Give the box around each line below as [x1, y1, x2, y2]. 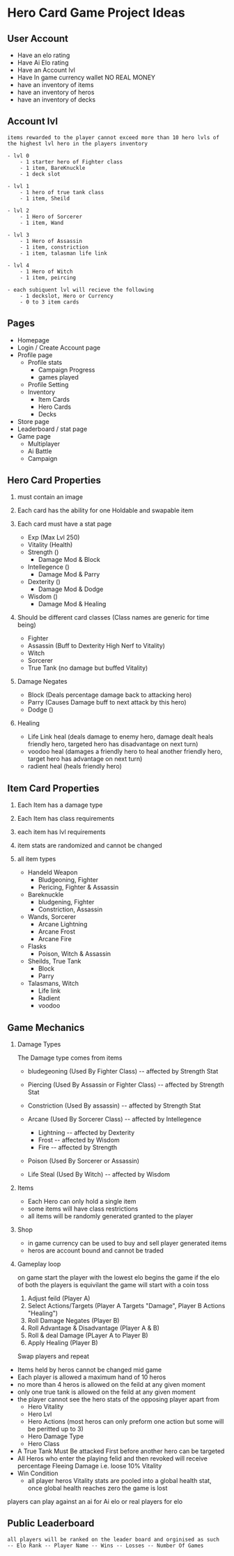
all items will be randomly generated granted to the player [27, 1212, 194, 1220]
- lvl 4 [7, 262, 30, 269]
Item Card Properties [7, 782, 100, 794]
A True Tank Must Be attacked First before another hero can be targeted [17, 1447, 225, 1456]
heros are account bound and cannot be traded [27, 1246, 164, 1255]
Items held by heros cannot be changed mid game [17, 1366, 162, 1374]
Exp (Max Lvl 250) [27, 533, 80, 542]
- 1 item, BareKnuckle [19, 164, 86, 171]
